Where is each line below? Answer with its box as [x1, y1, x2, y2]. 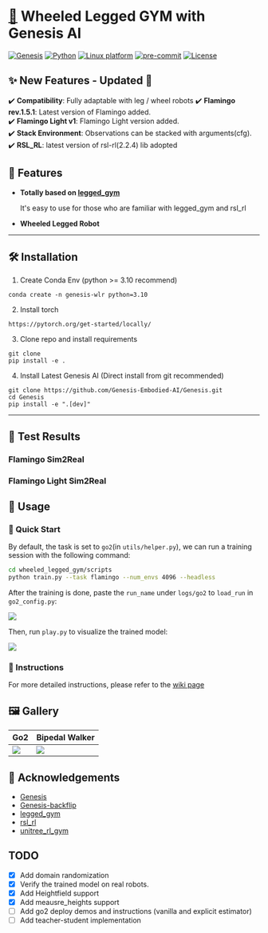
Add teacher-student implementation [19, 915, 142, 925]
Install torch [19, 305, 59, 314]
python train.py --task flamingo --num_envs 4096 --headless [8, 574, 216, 582]
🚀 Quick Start [8, 523, 61, 535]
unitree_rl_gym [19, 826, 69, 835]
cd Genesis [8, 394, 45, 402]
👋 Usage [8, 500, 50, 513]
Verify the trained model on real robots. [19, 879, 149, 889]
